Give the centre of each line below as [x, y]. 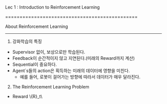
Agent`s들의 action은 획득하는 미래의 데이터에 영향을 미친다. [71, 71]
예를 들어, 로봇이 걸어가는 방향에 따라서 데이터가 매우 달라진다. [80, 77]
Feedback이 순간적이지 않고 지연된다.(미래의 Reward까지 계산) [74, 58]
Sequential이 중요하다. [35, 64]
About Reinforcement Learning [37, 26]
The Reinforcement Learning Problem [51, 87]
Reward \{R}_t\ [27, 96]
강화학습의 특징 [27, 41]
